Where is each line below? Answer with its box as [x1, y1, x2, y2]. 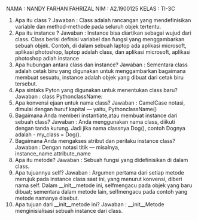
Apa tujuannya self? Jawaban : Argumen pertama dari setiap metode [14, 169, 184, 176]
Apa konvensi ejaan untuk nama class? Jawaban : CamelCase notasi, [14, 99, 185, 106]
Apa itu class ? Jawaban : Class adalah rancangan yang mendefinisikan [14, 17, 191, 23]
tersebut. [14, 80, 38, 87]
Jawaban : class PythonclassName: [14, 93, 103, 100]
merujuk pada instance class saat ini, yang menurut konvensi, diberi [14, 176, 182, 182]
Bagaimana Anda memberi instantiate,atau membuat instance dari [14, 112, 178, 119]
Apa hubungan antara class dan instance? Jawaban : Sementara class [14, 61, 188, 68]
